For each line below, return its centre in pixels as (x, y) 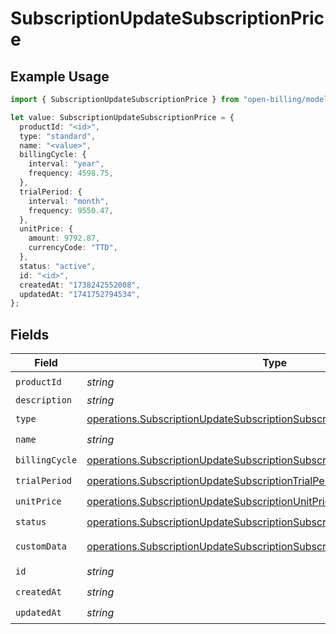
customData (41, 546)
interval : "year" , (66, 164)
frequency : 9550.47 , (71, 210)
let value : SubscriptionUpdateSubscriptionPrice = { (122, 117)
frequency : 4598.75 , (71, 173)
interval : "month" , (69, 201)
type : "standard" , (58, 136)
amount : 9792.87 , (64, 238)
